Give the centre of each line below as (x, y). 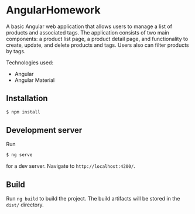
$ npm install (23, 112)
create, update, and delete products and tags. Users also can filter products (97, 45)
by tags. (16, 51)
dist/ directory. (25, 205)
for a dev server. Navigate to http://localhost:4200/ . (71, 166)
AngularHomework (53, 10)
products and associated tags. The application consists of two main (88, 32)
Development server (44, 130)
